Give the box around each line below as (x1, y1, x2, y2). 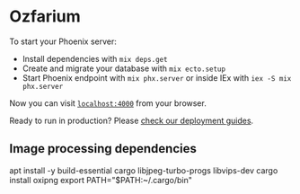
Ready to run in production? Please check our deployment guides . (9, 115, 254, 126)
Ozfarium (9, 6, 81, 27)
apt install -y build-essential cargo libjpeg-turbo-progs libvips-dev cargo (9, 164, 278, 176)
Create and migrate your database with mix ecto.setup (22, 63, 226, 74)
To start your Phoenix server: (9, 36, 117, 47)
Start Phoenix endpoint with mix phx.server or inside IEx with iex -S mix (22, 72, 292, 83)
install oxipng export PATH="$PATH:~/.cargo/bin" (9, 174, 193, 185)
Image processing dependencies (9, 141, 198, 156)
